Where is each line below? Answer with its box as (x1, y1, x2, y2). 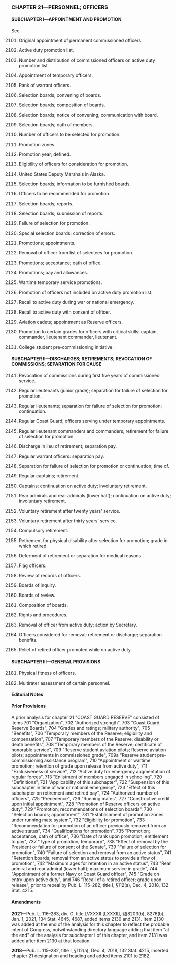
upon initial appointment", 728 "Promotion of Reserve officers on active (11, 801, 160, 807)
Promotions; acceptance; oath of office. (18, 260, 102, 266)
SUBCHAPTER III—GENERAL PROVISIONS (11, 658, 101, 665)
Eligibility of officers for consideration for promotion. (18, 161, 129, 167)
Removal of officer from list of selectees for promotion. (18, 250, 134, 256)
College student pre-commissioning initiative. (18, 344, 114, 350)
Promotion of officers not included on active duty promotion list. (18, 289, 153, 296)
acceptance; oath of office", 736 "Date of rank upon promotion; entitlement (11, 833, 168, 839)
